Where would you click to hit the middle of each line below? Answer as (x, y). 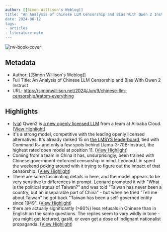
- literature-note (24, 33)
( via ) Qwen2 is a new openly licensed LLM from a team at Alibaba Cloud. (87, 123)
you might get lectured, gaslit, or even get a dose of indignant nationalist (86, 219)
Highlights (22, 112)
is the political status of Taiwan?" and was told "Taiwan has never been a (87, 187)
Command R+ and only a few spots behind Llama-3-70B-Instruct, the (83, 144)
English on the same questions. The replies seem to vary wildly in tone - (86, 213)
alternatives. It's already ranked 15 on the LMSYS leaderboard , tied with (86, 139)
